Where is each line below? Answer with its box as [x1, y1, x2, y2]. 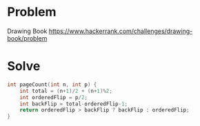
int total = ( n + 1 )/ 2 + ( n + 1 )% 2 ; [19, 87, 112, 94]
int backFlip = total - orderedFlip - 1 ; [19, 101, 128, 107]
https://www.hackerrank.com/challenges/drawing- [48, 27, 193, 35]
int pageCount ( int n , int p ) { [7, 81, 97, 88]
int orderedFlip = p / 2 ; [19, 94, 88, 101]
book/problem [7, 34, 48, 42]
